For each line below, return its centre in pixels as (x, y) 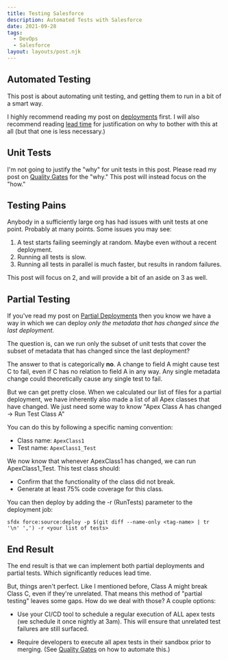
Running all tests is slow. (52, 257)
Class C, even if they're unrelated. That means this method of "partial (105, 593)
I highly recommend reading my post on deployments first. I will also (103, 117)
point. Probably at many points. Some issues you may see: (90, 229)
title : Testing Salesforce (46, 13)
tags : (15, 33)
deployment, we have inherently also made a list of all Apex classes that (109, 399)
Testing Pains (37, 205)
